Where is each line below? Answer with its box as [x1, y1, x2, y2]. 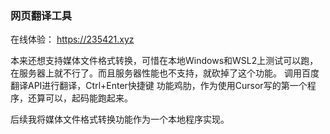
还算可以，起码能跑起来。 [27, 92, 133, 104]
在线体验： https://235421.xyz [10, 33, 135, 46]
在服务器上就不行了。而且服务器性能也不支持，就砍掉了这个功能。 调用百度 [10, 67, 320, 79]
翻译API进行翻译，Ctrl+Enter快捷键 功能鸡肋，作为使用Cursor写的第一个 [10, 80, 308, 92]
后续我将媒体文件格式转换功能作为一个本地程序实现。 [10, 113, 230, 126]
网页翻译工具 [10, 8, 73, 22]
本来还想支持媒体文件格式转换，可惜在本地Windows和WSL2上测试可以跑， [10, 55, 319, 67]
